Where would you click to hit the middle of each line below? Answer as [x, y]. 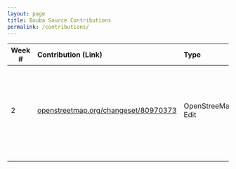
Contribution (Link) [70, 55]
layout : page [26, 14]
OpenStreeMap [209, 106]
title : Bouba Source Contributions [59, 20]
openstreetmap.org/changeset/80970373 [107, 111]
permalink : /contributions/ [48, 27]
